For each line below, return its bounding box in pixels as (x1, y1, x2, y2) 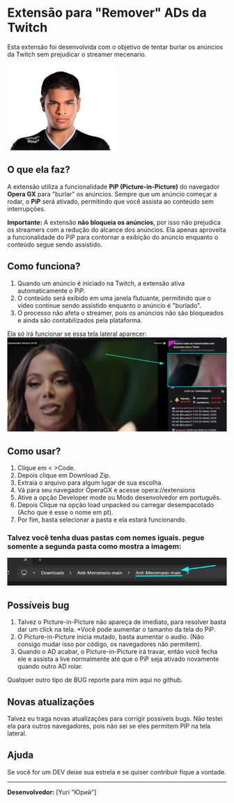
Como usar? (7, 445, 61, 457)
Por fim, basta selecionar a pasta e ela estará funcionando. (17, 515, 187, 524)
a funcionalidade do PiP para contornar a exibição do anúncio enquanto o (7, 233, 219, 241)
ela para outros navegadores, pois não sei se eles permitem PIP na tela (7, 722, 211, 730)
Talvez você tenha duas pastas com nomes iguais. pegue (7, 533, 205, 543)
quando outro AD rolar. (17, 662, 84, 671)
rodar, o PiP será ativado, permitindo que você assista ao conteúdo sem (7, 197, 214, 205)
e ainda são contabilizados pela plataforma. (17, 315, 143, 325)
